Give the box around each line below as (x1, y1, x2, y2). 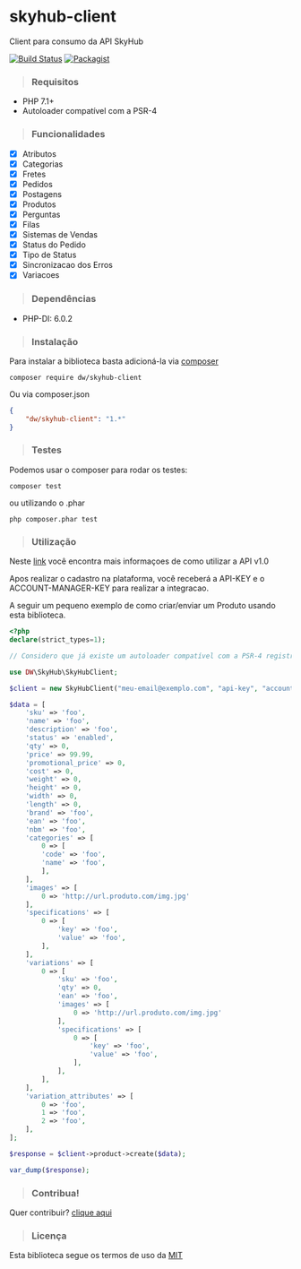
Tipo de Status (21, 249, 77, 261)
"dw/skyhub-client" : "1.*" (25, 414, 126, 423)
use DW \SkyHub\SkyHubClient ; (9, 668, 118, 677)
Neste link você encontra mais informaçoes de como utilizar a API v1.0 (9, 556, 270, 566)
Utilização (30, 535, 77, 548)
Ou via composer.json (9, 388, 90, 400)
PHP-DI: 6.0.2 (21, 313, 73, 324)
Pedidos (21, 178, 54, 189)
